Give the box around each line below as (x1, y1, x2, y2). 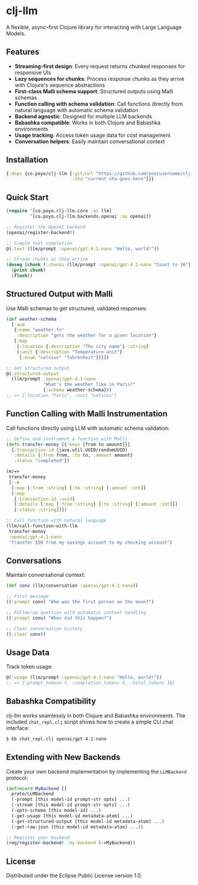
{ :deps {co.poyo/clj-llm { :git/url (6, 170, 94, 176)
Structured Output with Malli (6, 289, 113, 299)
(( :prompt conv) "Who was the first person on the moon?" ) (6, 599, 154, 605)
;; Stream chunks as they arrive (6, 256, 88, 262)
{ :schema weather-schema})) (43, 387, 112, 393)
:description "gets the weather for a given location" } (16, 333, 157, 338)
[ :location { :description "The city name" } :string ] (16, 344, 149, 350)
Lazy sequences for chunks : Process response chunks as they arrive (14, 75, 184, 82)
